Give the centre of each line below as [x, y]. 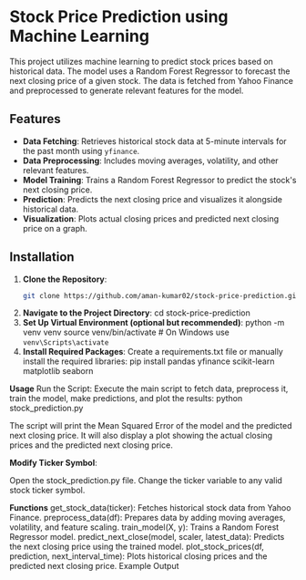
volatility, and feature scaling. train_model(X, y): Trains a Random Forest [144, 527]
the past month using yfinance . [81, 150]
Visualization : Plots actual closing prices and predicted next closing [151, 218]
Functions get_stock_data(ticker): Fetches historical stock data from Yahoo [150, 508]
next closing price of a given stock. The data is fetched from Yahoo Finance [152, 80]
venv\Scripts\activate [66, 343]
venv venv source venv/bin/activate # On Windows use [126, 332]
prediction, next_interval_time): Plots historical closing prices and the [138, 556]
